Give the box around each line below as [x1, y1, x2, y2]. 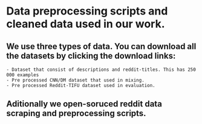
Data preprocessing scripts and [6, 4, 168, 18]
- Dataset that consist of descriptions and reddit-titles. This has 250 [6, 67, 197, 73]
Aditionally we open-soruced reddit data [6, 99, 162, 109]
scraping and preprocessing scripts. [6, 108, 146, 119]
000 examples [6, 72, 39, 78]
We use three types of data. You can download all [6, 41, 197, 51]
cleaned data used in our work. [6, 17, 165, 31]
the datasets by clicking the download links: [6, 50, 176, 61]
